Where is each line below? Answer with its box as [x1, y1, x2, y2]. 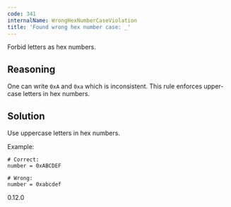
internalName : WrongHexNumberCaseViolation [7, 17, 138, 24]
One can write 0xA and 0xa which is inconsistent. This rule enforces [7, 82, 203, 90]
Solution [7, 110, 45, 122]
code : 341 [7, 10, 37, 18]
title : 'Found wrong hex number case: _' [7, 23, 131, 30]
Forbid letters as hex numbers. [7, 43, 97, 52]
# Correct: [7, 156, 40, 163]
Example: [7, 143, 35, 150]
